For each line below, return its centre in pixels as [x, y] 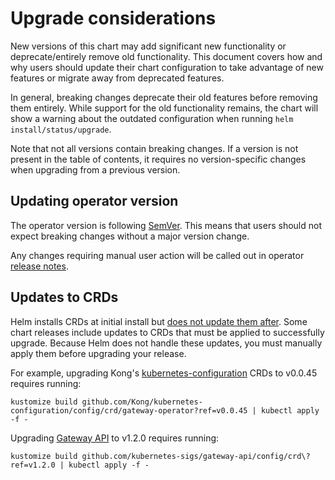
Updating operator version [94, 201]
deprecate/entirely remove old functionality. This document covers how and [166, 56]
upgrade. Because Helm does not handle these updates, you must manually [166, 343]
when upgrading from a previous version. [95, 169]
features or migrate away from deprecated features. [117, 78]
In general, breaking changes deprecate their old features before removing [164, 97]
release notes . [39, 266]
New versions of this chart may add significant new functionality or [148, 46]
